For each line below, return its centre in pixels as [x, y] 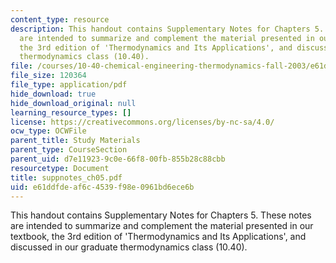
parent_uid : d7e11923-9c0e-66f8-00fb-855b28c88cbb [118, 159]
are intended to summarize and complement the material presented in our [162, 226]
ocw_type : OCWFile [48, 131]
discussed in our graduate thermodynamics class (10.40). [129, 247]
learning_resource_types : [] [71, 112]
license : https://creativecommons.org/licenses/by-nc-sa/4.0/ [142, 122]
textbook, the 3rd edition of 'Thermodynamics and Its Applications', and [158, 237]
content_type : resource [60, 19]
